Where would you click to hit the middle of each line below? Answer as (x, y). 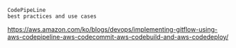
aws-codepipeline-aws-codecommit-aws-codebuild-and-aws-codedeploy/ (118, 37)
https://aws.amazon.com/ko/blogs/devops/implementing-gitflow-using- (113, 29)
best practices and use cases (52, 16)
